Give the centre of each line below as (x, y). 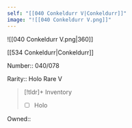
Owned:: (19, 118)
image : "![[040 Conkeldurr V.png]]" (59, 20)
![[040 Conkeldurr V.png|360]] (50, 39)
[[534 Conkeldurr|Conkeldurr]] (51, 52)
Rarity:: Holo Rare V (35, 78)
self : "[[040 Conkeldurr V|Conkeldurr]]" (67, 13)
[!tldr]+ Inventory (48, 92)
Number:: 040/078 (33, 65)
